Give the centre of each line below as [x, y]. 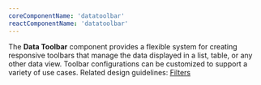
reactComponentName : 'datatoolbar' [68, 23]
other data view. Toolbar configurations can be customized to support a [128, 64]
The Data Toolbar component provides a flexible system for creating [123, 46]
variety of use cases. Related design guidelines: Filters [100, 72]
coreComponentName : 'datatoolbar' [67, 16]
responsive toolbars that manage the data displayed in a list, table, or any [130, 55]
